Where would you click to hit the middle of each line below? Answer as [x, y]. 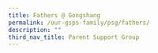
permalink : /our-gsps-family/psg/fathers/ [79, 23]
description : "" [35, 30]
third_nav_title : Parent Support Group [74, 37]
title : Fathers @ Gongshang [55, 15]
